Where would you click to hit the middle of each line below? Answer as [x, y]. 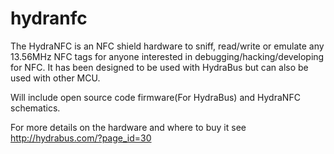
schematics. [35, 108]
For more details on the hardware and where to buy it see [128, 127]
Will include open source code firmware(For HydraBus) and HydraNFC [155, 97]
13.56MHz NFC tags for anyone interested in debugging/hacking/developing [167, 56]
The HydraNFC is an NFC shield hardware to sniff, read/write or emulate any [167, 46]
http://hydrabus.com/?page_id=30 [81, 138]
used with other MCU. [55, 78]
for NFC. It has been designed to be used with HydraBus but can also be [159, 67]
